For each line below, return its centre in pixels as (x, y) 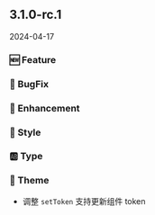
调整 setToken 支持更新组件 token (84, 201)
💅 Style (25, 132)
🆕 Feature (33, 59)
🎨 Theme (29, 181)
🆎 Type (26, 157)
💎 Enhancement (45, 108)
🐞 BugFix (29, 84)
